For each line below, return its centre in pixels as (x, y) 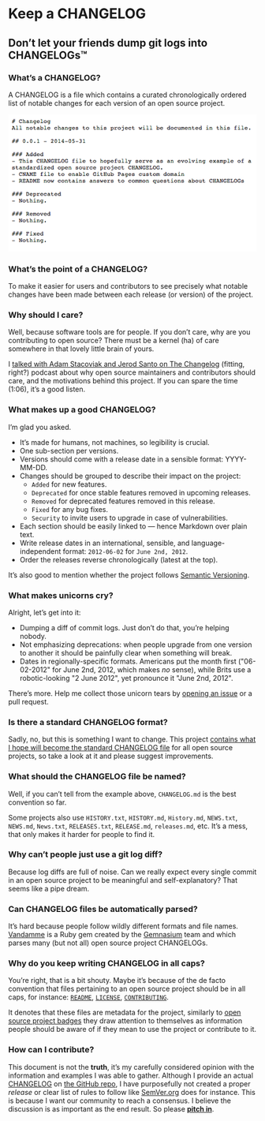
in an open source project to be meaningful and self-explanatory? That (123, 880)
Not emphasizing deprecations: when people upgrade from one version (136, 645)
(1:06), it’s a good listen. (47, 389)
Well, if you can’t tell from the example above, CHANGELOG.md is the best (122, 794)
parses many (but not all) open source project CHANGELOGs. (108, 943)
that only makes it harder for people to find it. (82, 834)
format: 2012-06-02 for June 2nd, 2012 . (125, 551)
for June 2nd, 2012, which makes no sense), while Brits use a (152, 669)
